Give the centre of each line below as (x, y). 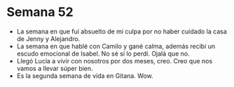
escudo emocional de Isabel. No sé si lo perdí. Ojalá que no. (103, 54)
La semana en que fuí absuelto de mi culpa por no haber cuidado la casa (122, 31)
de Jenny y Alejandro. (48, 38)
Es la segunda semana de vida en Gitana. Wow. (85, 76)
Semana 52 (40, 12)
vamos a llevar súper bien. (55, 68)
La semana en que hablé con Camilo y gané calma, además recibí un (116, 46)
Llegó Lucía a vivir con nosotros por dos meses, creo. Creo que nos (115, 61)
